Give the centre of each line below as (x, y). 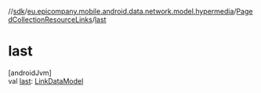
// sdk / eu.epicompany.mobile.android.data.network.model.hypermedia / (122, 11)
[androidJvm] (30, 73)
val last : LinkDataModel (46, 80)
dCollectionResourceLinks (50, 20)
